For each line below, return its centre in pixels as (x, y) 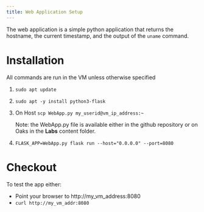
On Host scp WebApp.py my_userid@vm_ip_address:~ (79, 113)
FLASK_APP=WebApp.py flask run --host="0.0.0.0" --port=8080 (94, 143)
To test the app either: (34, 184)
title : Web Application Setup (45, 12)
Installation (35, 60)
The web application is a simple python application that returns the (90, 29)
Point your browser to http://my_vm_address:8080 (78, 196)
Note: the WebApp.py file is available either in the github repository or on (106, 124)
